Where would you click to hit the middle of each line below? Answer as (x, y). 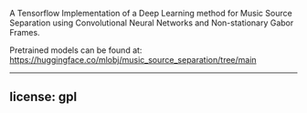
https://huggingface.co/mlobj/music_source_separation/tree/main (133, 60)
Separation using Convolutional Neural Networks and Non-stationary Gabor (152, 23)
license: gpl (43, 97)
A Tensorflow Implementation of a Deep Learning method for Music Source (151, 13)
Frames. (25, 32)
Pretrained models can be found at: (76, 50)
